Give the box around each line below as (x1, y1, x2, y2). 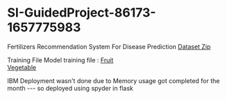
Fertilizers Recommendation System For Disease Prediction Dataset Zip (7, 42, 211, 51)
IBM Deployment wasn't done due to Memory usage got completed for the (7, 76, 220, 84)
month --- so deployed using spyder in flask (7, 84, 133, 92)
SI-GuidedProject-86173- (7, 5, 156, 21)
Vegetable (7, 63, 37, 71)
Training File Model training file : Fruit (7, 55, 114, 64)
